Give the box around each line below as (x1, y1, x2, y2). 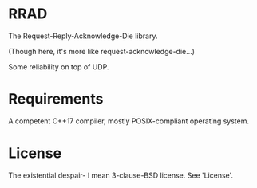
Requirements (8, 90, 104, 108)
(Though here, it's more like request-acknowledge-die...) (8, 46, 196, 56)
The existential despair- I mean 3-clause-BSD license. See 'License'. (8, 170, 234, 180)
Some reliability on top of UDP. (8, 61, 109, 72)
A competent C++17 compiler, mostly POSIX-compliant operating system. (8, 116, 250, 126)
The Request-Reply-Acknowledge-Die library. (8, 31, 158, 41)
